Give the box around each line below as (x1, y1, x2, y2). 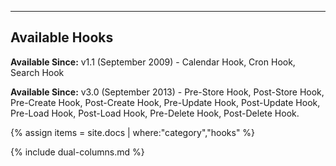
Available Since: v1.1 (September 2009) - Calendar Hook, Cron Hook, (10, 56, 296, 68)
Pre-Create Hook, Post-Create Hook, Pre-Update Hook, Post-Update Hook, (10, 96, 321, 108)
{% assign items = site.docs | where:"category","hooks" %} (10, 126, 256, 138)
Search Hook (10, 66, 65, 78)
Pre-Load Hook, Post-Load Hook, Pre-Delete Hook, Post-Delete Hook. (10, 107, 300, 119)
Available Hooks (10, 29, 114, 46)
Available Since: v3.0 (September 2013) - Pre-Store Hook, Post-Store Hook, (10, 86, 325, 98)
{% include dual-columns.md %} (10, 146, 145, 158)
